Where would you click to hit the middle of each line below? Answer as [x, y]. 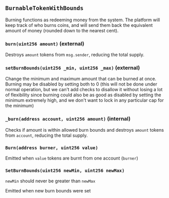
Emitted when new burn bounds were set [48, 191]
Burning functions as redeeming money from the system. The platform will [83, 20]
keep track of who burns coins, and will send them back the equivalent [79, 25]
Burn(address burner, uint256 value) [52, 148]
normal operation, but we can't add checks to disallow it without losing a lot [84, 90]
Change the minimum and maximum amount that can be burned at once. [81, 79]
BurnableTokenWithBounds [45, 8]
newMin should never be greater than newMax [50, 181]
